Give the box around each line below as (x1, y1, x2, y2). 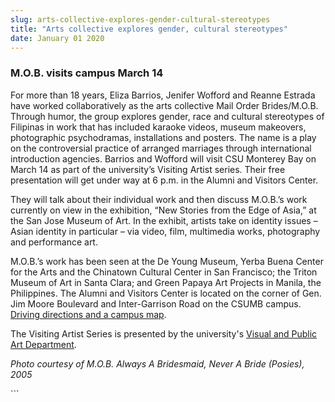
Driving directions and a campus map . (10, 308, 167, 320)
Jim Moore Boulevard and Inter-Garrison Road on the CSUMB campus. (10, 297, 302, 310)
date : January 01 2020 (10, 33, 105, 43)
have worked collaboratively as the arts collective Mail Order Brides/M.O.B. (10, 99, 319, 111)
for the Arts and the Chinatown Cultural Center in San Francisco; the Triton (10, 266, 318, 278)
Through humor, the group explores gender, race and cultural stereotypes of (10, 110, 325, 122)
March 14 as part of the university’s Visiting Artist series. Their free (10, 163, 286, 175)
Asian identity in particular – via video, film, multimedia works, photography (10, 225, 321, 237)
